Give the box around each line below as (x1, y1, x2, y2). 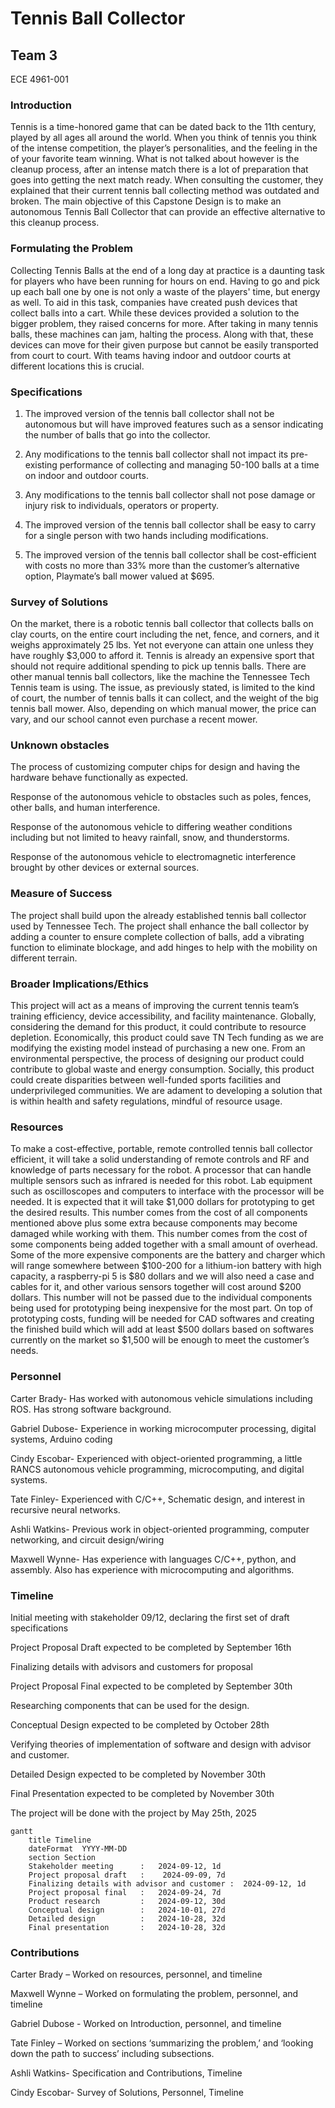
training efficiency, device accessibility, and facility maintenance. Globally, (10, 1010, 317, 1022)
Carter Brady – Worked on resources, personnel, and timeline (10, 1968, 263, 1981)
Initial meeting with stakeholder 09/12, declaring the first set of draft (10, 1611, 290, 1623)
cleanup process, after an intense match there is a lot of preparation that (10, 163, 309, 176)
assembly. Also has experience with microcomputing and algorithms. (10, 1563, 295, 1576)
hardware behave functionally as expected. (10, 772, 189, 784)
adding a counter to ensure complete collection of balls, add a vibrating (10, 930, 305, 942)
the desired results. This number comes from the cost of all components (10, 1207, 308, 1219)
